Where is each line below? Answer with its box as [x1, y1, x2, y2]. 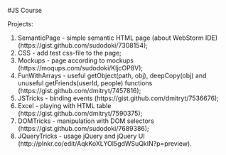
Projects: [7, 20, 33, 28]
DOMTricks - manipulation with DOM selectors [17, 117, 154, 125]
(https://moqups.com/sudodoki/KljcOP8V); [17, 64, 144, 72]
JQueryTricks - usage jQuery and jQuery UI [17, 132, 145, 140]
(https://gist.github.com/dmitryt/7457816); [17, 87, 141, 95]
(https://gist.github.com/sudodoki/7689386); [17, 124, 149, 132]
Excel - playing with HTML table [17, 102, 112, 109]
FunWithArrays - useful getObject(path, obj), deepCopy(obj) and [17, 71, 207, 80]
